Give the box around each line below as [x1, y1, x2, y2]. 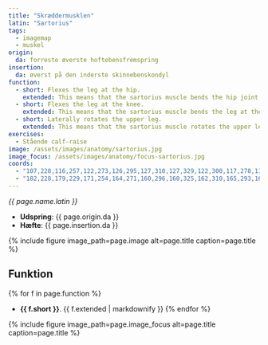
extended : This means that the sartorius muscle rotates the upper [22, 123, 251, 131]
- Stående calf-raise [15, 137, 88, 146]
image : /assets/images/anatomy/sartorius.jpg [8, 145, 162, 153]
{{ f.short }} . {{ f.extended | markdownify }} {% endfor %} [19, 304, 211, 313]
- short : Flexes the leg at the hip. [15, 85, 141, 94]
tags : [8, 26, 26, 34]
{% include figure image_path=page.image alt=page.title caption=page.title [8, 236, 257, 245]
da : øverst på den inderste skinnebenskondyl [15, 71, 170, 79]
